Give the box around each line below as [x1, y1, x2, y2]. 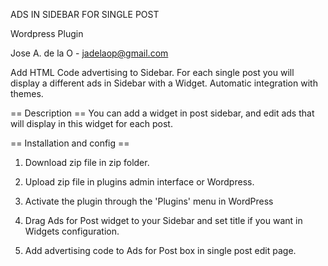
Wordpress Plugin [10, 28, 84, 39]
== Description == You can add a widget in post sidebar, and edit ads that [10, 107, 315, 119]
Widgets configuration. [24, 225, 120, 237]
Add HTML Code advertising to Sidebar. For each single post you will [10, 67, 295, 78]
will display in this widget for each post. [10, 118, 173, 129]
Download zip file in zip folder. [24, 157, 150, 168]
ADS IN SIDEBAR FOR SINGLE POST [10, 9, 160, 20]
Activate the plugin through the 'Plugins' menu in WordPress [24, 195, 274, 207]
